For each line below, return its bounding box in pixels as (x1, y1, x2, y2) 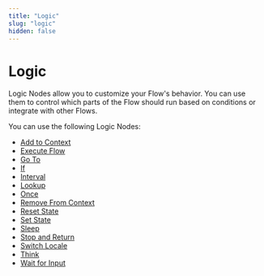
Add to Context (19, 137, 71, 147)
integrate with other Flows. (8, 106, 98, 116)
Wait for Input (19, 258, 66, 268)
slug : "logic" (8, 19, 57, 28)
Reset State (19, 206, 59, 216)
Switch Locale (19, 241, 68, 251)
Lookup (19, 180, 46, 191)
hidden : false (8, 27, 57, 35)
